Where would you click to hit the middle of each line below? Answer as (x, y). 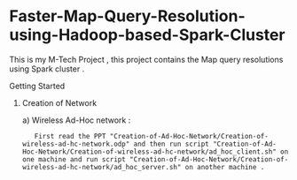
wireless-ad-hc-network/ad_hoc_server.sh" (102, 167)
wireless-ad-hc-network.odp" (76, 144)
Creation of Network (59, 102)
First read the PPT (70, 136)
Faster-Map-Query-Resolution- (127, 16)
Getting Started (37, 86)
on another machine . (225, 167)
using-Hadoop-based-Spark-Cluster (147, 35)
